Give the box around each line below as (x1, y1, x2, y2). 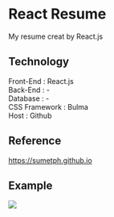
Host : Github (8, 111, 52, 120)
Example (8, 178, 53, 192)
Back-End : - (8, 85, 51, 94)
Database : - (8, 94, 50, 103)
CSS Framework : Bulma (8, 102, 88, 111)
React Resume (8, 5, 107, 23)
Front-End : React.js (8, 76, 74, 86)
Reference (8, 134, 62, 148)
